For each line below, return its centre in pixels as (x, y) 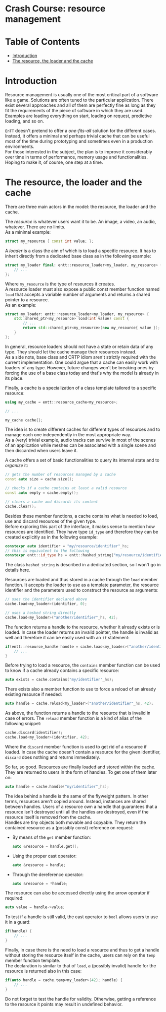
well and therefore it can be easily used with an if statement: (67, 637)
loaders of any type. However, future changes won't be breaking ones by (80, 367)
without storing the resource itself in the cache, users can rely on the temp (80, 955)
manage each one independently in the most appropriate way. (68, 435)
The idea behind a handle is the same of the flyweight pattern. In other (77, 796)
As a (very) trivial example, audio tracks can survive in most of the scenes (81, 440)
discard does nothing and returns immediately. (53, 757)
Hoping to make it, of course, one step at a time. (54, 162)
